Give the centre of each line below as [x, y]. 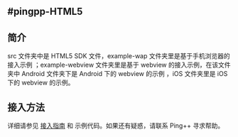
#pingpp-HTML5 [45, 12]
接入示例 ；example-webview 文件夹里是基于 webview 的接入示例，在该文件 [119, 65]
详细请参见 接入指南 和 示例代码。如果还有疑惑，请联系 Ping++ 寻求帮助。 [116, 126]
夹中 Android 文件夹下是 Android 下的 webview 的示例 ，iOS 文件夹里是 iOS [118, 74]
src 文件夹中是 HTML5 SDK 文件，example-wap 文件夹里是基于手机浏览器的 [119, 56]
